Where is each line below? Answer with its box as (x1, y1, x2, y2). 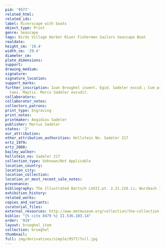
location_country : (5, 163, 43, 168)
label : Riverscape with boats (5, 21, 67, 26)
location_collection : (5, 172, 50, 178)
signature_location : (5, 76, 48, 81)
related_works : (5, 195, 36, 200)
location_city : (5, 168, 36, 173)
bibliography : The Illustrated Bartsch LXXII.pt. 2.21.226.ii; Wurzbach (5, 186, 157, 191)
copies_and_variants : (5, 200, 50, 205)
